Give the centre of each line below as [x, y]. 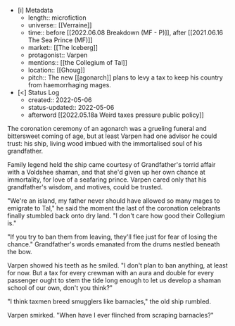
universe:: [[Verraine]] [60, 25]
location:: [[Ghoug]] [57, 70]
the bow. [20, 252]
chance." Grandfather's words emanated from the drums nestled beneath [114, 244]
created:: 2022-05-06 [60, 100]
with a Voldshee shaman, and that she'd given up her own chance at [106, 172]
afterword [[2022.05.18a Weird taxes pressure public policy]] [116, 115]
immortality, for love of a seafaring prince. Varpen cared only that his [107, 180]
